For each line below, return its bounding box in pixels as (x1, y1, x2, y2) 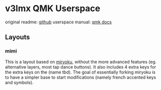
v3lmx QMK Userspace (5, 3, 101, 14)
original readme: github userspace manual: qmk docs (5, 19, 112, 25)
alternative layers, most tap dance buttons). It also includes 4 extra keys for (5, 64, 157, 70)
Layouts (5, 33, 30, 41)
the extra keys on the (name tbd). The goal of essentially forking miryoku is (5, 69, 156, 75)
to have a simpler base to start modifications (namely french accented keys (5, 74, 157, 80)
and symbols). (5, 79, 34, 85)
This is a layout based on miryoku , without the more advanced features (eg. (5, 59, 157, 65)
